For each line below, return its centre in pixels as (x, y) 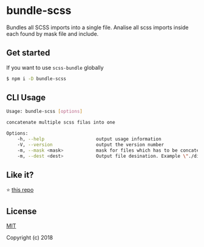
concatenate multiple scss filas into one (61, 123)
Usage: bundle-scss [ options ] (45, 112)
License (22, 211)
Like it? (20, 174)
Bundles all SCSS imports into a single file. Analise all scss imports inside (97, 27)
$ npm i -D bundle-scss (36, 79)
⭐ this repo (20, 190)
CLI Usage (26, 98)
